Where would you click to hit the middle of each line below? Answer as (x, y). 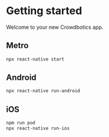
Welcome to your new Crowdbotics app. (55, 27)
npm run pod (21, 123)
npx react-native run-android (43, 91)
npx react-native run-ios (38, 128)
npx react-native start (35, 59)
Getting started (44, 11)
